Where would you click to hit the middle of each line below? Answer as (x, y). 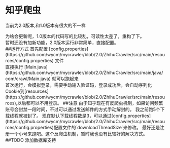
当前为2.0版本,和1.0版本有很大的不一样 (46, 25)
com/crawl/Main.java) (28, 79)
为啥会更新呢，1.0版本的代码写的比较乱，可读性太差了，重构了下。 (75, 36)
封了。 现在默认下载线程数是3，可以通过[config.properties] (89, 116)
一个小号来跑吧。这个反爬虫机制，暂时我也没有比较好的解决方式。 (78, 134)
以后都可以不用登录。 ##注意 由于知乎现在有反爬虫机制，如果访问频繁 (90, 103)
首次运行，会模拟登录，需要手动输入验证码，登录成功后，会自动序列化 (79, 85)
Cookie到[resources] (27, 91)
